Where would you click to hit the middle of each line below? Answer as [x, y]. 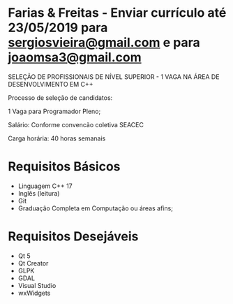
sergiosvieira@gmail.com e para [104, 43]
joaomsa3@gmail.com [75, 58]
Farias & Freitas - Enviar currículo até [117, 13]
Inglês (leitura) [39, 193]
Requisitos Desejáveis [73, 237]
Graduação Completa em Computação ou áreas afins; [96, 208]
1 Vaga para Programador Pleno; [54, 111]
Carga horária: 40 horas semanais [57, 138]
